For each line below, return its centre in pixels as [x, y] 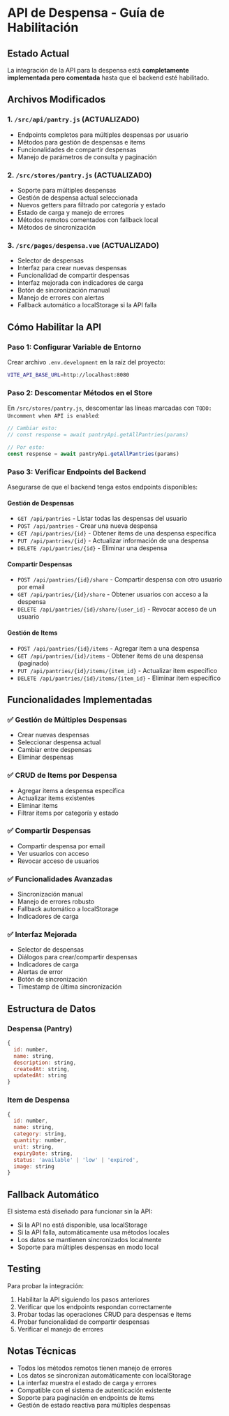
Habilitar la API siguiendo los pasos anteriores [83, 1299]
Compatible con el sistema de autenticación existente [94, 1390]
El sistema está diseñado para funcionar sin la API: [80, 1211]
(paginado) [33, 663]
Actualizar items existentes [56, 798]
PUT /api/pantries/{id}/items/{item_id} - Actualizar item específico [117, 670]
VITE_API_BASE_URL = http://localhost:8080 [68, 375]
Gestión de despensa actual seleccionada [77, 198]
